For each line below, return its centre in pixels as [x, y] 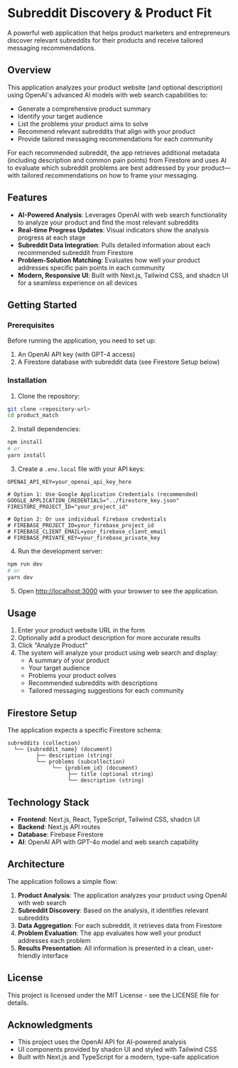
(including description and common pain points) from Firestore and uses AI [117, 160]
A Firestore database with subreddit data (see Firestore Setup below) [119, 362]
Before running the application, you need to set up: [82, 341]
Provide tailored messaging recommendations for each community [115, 139]
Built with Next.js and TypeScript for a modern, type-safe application [118, 1057]
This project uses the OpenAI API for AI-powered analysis [102, 1042]
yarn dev [20, 577]
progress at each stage [52, 237]
